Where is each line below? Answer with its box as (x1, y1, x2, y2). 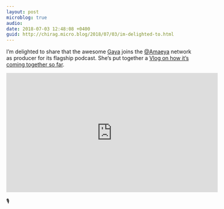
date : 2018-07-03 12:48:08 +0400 (6, 25, 91, 32)
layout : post (6, 8, 39, 15)
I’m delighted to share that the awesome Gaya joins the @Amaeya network (6, 48, 192, 55)
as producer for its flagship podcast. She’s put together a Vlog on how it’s (6, 55, 189, 62)
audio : (6, 20, 23, 26)
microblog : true (6, 15, 47, 21)
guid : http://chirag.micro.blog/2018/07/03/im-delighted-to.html (6, 32, 174, 38)
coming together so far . (6, 61, 65, 68)
